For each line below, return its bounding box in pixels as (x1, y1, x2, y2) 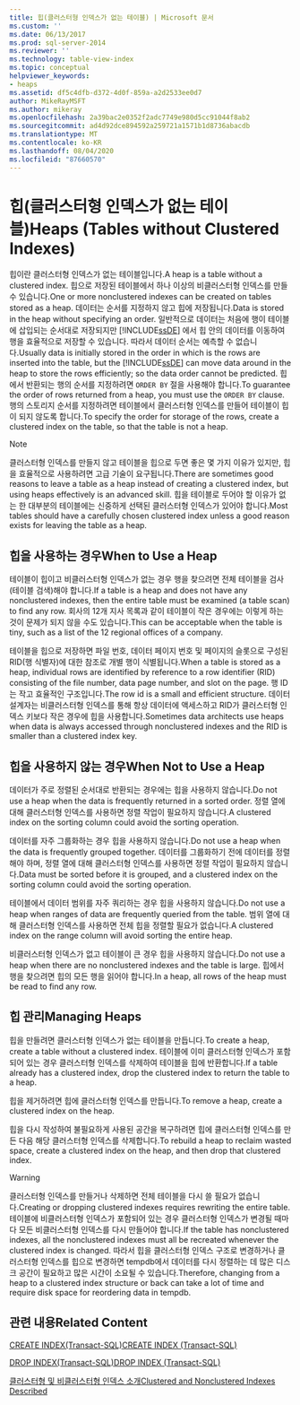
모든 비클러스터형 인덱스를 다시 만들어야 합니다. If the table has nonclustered (18, 1224, 289, 1235)
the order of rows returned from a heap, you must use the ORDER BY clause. (9, 389, 285, 400)
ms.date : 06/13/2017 (9, 30, 87, 39)
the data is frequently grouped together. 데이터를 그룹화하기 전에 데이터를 (9, 846, 274, 857)
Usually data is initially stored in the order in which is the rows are (18, 347, 261, 359)
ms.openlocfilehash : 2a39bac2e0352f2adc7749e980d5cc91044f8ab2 (9, 113, 251, 122)
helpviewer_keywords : (9, 72, 90, 81)
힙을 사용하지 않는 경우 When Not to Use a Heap (9, 759, 266, 774)
